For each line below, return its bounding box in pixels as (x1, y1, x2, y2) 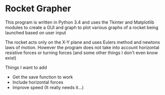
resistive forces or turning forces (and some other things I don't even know (5, 50, 158, 56)
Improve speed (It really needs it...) (12, 84, 84, 90)
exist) (5, 55, 16, 61)
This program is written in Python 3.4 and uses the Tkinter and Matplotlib (5, 19, 155, 25)
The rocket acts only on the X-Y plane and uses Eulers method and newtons (5, 39, 160, 45)
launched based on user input (5, 30, 66, 35)
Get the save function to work (12, 74, 73, 80)
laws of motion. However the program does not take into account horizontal (5, 44, 160, 50)
